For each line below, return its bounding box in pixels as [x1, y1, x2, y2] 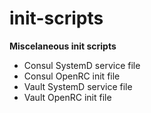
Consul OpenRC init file [23, 70, 121, 82]
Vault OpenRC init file [23, 91, 112, 103]
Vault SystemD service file [23, 80, 133, 92]
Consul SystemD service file [23, 59, 141, 71]
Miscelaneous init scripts [9, 40, 117, 52]
